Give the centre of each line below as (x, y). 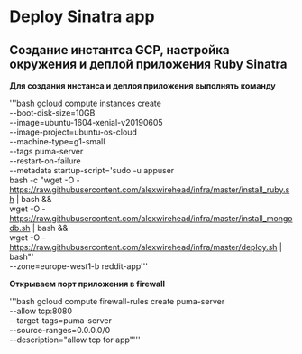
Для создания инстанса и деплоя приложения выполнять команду (143, 86)
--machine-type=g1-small (57, 141)
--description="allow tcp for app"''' (75, 340)
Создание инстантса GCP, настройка (119, 50)
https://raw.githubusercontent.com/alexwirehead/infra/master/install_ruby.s (150, 190)
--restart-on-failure (45, 161)
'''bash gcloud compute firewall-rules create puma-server (117, 301)
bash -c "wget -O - (45, 180)
